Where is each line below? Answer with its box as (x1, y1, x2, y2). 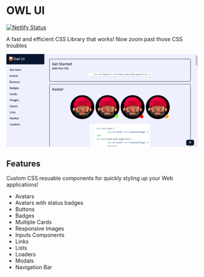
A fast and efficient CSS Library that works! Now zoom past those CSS (6, 35, 183, 42)
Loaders (15, 251, 36, 258)
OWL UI (6, 4, 45, 18)
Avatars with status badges (15, 199, 84, 207)
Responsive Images (15, 225, 64, 232)
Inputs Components (15, 232, 65, 239)
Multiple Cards (15, 219, 52, 226)
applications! (6, 181, 38, 189)
